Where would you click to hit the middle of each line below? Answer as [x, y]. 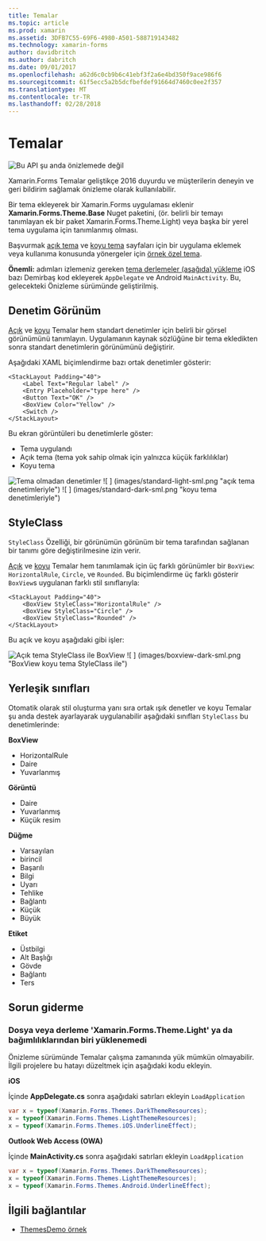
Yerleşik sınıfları [49, 689]
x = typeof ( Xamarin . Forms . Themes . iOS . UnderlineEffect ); [102, 1125]
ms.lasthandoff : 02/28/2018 [55, 104]
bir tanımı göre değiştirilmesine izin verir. [75, 550]
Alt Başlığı [36, 957]
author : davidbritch [42, 52]
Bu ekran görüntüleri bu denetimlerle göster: [81, 433]
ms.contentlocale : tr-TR [49, 97]
